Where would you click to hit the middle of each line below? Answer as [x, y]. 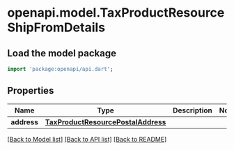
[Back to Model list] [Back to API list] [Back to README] [87, 139]
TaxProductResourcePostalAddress [106, 122]
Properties [31, 91]
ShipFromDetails [56, 27]
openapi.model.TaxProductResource [116, 13]
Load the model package [62, 53]
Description [193, 110]
